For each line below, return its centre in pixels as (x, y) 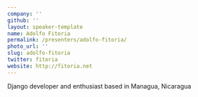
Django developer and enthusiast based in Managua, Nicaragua (99, 86)
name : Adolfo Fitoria (39, 33)
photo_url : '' (28, 46)
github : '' (23, 20)
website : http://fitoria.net (50, 66)
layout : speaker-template (45, 27)
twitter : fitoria (33, 60)
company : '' (25, 14)
